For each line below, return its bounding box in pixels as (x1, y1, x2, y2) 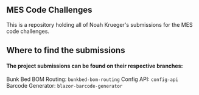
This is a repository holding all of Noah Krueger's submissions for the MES (6, 21, 193, 28)
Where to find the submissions (6, 45, 125, 55)
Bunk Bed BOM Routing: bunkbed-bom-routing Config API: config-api (6, 76, 178, 83)
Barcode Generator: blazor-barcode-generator (6, 82, 123, 90)
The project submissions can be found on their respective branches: (6, 62, 183, 69)
